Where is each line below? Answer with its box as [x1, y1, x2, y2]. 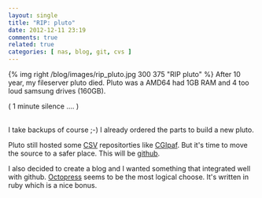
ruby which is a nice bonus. [8, 181, 98, 189]
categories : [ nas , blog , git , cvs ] [8, 48, 132, 56]
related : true [8, 41, 55, 49]
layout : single [8, 11, 58, 20]
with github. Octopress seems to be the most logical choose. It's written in [8, 172, 249, 181]
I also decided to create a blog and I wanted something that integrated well [8, 164, 251, 173]
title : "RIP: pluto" [8, 19, 76, 27]
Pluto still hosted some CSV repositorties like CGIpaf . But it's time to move [8, 141, 248, 149]
